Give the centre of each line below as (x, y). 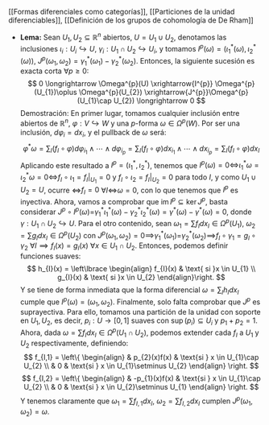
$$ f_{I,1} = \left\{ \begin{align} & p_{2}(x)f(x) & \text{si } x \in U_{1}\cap (141, 357)
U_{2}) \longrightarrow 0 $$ (159, 101)
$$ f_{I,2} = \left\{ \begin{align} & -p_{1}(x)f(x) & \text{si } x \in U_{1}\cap (141, 378)
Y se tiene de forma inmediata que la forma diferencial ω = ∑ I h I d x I (129, 291)
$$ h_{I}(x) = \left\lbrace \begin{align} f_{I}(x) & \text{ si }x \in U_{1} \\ (141, 269)
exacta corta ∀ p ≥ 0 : (54, 71)
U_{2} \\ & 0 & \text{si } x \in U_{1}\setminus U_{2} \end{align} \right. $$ (141, 366)
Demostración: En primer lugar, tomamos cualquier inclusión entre (130, 113)
